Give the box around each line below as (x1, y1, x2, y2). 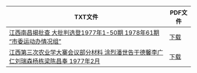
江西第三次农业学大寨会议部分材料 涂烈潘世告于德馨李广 (9, 48, 164, 56)
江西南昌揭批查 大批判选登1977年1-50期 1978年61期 (9, 29, 159, 37)
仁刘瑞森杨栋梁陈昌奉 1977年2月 (9, 57, 101, 65)
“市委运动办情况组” (9, 37, 62, 46)
